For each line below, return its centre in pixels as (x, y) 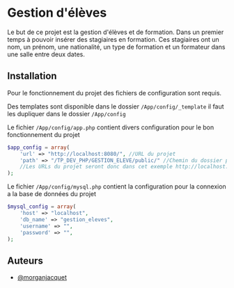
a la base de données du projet (52, 194)
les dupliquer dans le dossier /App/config (67, 113)
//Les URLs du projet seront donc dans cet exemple (96, 167)
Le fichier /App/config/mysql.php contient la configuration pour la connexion (117, 186)
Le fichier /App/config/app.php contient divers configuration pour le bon (111, 127)
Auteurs (25, 261)
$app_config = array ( (39, 147)
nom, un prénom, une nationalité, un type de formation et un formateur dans (116, 47)
